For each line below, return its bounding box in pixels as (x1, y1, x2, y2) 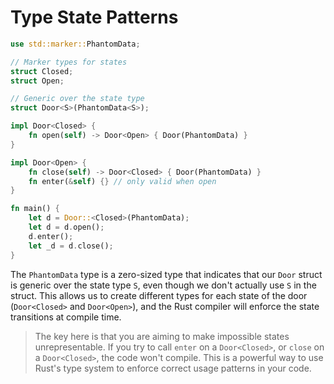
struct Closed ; (10, 66, 74, 76)
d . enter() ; (28, 231, 74, 241)
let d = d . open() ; (28, 222, 105, 233)
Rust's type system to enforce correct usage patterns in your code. (34, 362, 312, 374)
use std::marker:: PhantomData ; (10, 39, 141, 49)
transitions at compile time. (10, 311, 122, 323)
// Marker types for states (10, 57, 128, 67)
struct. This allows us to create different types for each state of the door (10, 289, 308, 301)
